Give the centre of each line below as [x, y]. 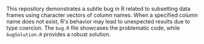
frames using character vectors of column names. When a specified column [102, 15]
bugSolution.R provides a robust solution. [59, 34]
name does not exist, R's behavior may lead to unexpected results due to [98, 21]
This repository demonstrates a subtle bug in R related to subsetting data [99, 9]
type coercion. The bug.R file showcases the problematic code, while [93, 28]
